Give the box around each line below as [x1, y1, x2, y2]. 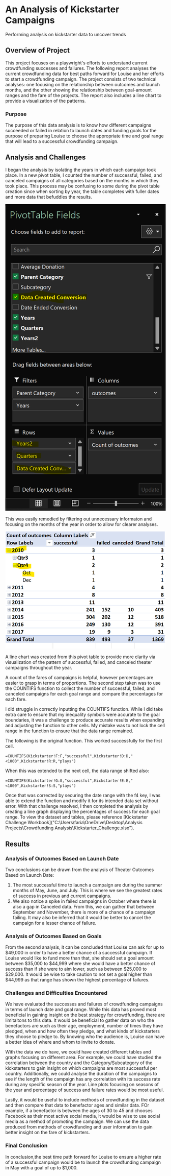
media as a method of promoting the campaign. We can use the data [5, 1118, 149, 1124]
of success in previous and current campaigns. [12, 893, 112, 899]
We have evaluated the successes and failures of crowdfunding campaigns [5, 1001, 163, 1007]
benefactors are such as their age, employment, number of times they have [5, 1023, 163, 1029]
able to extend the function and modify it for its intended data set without [5, 798, 159, 804]
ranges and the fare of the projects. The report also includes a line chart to [5, 92, 162, 98]
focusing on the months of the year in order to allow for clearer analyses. [5, 521, 158, 527]
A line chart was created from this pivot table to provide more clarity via [5, 654, 156, 660]
